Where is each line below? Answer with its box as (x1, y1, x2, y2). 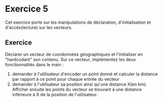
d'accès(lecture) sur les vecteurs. (5, 24, 72, 30)
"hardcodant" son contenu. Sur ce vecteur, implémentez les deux (5, 57, 136, 62)
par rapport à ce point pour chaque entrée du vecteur (12, 76, 120, 82)
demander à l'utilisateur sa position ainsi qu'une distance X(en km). (12, 81, 147, 87)
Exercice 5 (5, 3, 49, 15)
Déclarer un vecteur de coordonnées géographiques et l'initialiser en (5, 51, 143, 57)
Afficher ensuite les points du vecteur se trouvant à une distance (12, 86, 142, 92)
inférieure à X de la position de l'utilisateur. (12, 91, 98, 97)
